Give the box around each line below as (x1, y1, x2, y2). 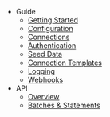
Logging (27, 67, 56, 75)
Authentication (27, 41, 77, 50)
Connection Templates (27, 58, 102, 67)
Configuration (27, 24, 73, 33)
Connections (27, 32, 70, 42)
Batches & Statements (27, 100, 101, 110)
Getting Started (27, 15, 78, 25)
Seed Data (27, 50, 62, 58)
